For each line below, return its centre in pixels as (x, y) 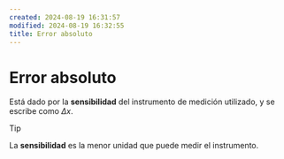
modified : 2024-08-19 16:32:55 (67, 26)
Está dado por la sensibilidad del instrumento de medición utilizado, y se (142, 102)
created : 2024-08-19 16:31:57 (65, 17)
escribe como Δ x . (41, 111)
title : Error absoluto (51, 34)
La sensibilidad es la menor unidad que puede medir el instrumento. (134, 146)
